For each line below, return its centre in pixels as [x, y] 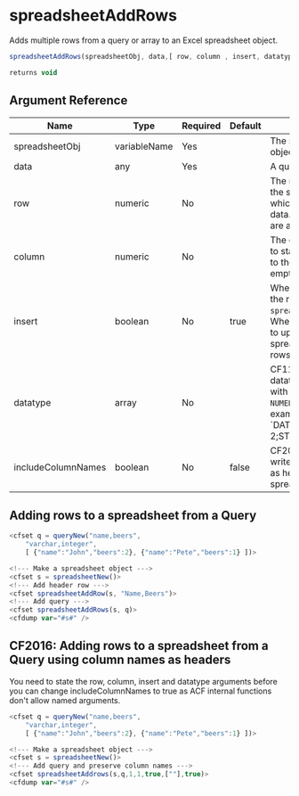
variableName [144, 146]
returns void [33, 72]
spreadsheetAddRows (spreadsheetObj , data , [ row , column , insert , [135, 56]
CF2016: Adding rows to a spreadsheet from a [139, 646]
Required [202, 126]
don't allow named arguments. [65, 700]
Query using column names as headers [120, 660]
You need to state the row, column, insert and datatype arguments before [143, 681]
